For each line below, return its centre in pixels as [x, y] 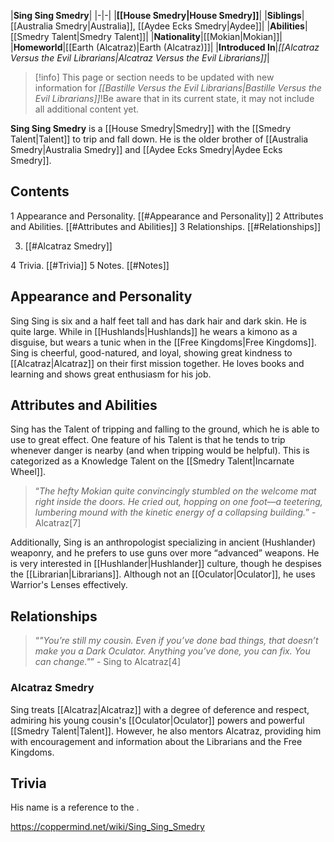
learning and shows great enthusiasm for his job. [111, 374]
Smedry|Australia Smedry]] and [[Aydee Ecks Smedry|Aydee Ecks [146, 149]
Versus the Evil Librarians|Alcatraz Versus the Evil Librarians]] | [140, 58]
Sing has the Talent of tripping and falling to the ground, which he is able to [165, 429]
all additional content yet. [87, 109]
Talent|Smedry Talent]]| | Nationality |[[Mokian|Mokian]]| [167, 36]
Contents [40, 191]
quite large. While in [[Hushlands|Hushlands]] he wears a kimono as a [154, 331]
